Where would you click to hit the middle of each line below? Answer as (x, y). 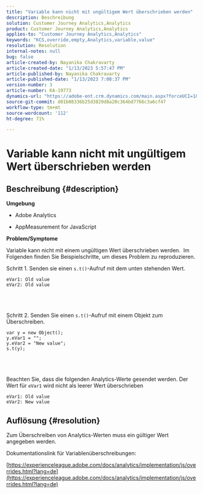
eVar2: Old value (28, 285)
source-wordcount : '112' (37, 113)
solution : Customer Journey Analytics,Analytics (69, 23)
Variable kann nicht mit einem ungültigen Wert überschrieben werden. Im (98, 250)
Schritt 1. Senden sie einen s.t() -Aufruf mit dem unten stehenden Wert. (96, 268)
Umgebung (21, 204)
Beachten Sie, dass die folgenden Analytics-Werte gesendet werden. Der (97, 379)
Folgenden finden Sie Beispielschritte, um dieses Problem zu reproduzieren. (101, 257)
